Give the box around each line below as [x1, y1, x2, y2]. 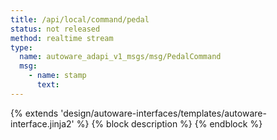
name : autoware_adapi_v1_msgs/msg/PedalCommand [19, 52, 222, 62]
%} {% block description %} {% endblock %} [76, 117, 263, 130]
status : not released [10, 24, 101, 34]
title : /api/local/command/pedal [10, 14, 150, 25]
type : [10, 42, 33, 53]
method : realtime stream [10, 33, 114, 43]
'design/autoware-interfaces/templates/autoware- [60, 107, 267, 119]
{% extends [10, 107, 59, 119]
